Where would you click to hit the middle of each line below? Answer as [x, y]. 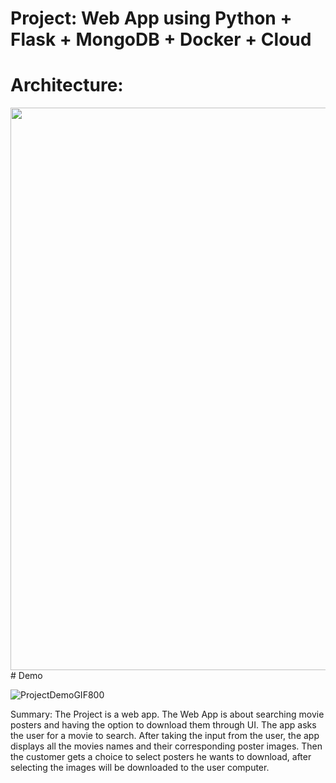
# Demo [26, 676]
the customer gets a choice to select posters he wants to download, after [161, 757]
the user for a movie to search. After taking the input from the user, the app [165, 736]
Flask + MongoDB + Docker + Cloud [161, 39]
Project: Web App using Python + [151, 18]
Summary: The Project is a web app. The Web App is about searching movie [167, 714]
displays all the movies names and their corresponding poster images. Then [166, 746]
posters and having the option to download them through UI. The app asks [163, 725]
